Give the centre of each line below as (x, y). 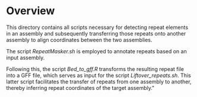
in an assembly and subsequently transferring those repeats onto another (96, 33)
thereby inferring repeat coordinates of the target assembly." (80, 88)
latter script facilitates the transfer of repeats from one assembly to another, (99, 82)
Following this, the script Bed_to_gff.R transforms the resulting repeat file (95, 69)
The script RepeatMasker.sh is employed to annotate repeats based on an (96, 51)
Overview (31, 11)
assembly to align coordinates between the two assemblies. (79, 40)
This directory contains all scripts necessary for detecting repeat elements (97, 27)
